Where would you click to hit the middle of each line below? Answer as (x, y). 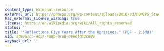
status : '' (16, 28)
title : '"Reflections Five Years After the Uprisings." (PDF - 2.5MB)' (79, 32)
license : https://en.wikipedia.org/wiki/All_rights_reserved (69, 23)
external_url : (20, 14)
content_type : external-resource (39, 9)
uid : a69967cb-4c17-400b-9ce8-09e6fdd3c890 (50, 37)
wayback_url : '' (21, 41)
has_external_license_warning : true (42, 18)
